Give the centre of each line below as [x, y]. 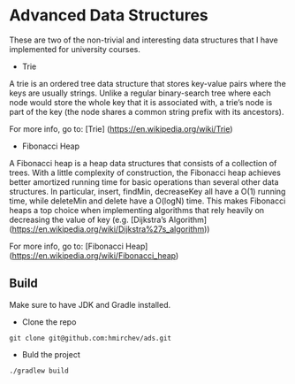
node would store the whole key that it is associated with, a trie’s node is [141, 102]
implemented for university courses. [75, 49]
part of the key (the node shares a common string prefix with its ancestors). [147, 111]
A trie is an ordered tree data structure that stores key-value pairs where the [148, 83]
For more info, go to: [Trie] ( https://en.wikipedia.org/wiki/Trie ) [121, 128]
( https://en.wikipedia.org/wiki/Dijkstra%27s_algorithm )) [110, 229]
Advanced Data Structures [109, 15]
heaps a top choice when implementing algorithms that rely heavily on [137, 210]
